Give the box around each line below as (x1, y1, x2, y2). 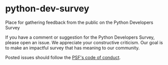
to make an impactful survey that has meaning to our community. (5, 45, 140, 51)
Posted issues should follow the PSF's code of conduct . (5, 54, 121, 60)
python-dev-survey (5, 3, 90, 14)
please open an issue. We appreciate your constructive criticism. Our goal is (5, 39, 163, 45)
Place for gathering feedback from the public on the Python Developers (5, 19, 153, 25)
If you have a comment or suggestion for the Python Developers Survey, (5, 34, 155, 40)
